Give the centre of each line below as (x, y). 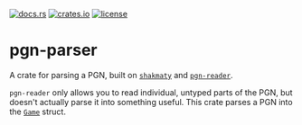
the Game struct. (38, 112)
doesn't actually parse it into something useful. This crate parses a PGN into (151, 102)
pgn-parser (53, 50)
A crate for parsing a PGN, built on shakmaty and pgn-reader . (121, 75)
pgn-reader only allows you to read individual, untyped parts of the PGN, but (151, 92)
